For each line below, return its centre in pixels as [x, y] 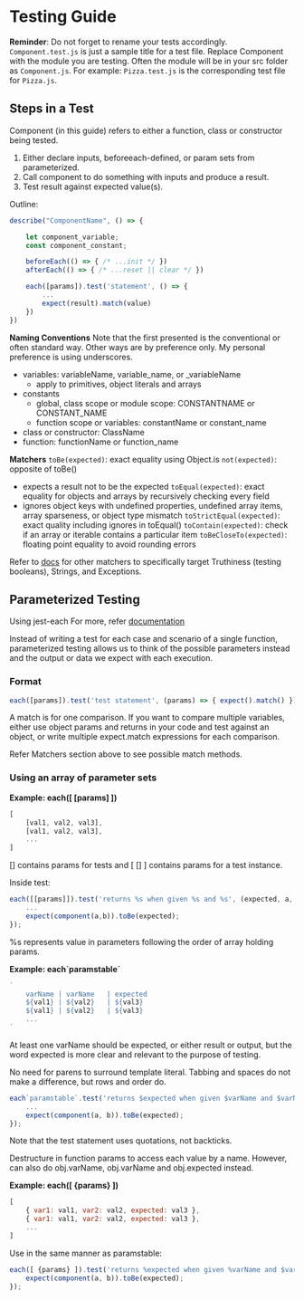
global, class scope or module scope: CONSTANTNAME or [145, 403]
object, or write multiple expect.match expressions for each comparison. [145, 737]
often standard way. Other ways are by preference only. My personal [138, 347]
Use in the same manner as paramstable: [86, 1253]
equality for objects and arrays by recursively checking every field [146, 496]
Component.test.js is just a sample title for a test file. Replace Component [147, 51]
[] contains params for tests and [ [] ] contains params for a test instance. [146, 865]
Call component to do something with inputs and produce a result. [146, 177]
